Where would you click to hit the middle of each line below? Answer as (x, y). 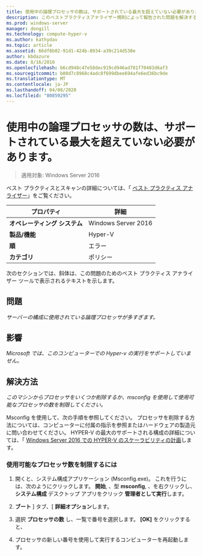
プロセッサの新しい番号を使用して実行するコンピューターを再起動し (99, 540)
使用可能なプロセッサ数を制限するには (62, 465)
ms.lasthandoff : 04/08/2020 (41, 90)
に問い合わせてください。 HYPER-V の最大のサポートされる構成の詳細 (93, 433)
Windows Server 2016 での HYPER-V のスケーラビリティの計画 (104, 440)
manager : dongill (28, 29)
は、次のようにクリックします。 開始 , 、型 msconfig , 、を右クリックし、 (105, 486)
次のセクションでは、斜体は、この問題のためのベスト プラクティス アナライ (100, 273)
